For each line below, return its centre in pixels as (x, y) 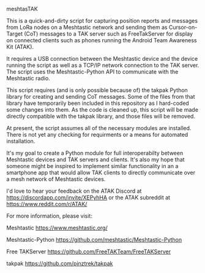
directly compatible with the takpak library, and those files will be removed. (101, 116)
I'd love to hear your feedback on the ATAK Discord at (74, 191)
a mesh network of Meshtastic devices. (56, 179)
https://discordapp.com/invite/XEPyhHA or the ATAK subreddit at (88, 198)
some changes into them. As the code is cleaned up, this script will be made (102, 110)
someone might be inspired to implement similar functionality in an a (92, 166)
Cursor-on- (183, 27)
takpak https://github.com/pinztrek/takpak (60, 263)
